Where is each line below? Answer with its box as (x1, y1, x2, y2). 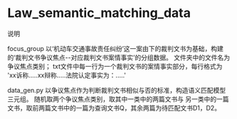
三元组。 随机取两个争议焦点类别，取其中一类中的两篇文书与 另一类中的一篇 (7, 94, 229, 103)
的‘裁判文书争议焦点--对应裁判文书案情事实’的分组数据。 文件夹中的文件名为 (7, 53, 231, 62)
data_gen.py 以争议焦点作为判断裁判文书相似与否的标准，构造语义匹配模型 (7, 86, 226, 94)
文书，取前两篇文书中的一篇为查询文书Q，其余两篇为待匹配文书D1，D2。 (7, 103, 221, 112)
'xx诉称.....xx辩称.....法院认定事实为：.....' (7, 71, 127, 79)
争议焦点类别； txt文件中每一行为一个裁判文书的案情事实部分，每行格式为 (7, 62, 223, 70)
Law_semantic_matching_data (7, 5, 191, 21)
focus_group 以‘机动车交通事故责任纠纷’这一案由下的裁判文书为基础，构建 (7, 44, 224, 52)
